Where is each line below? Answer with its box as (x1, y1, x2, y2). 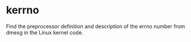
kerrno (6, 3, 40, 17)
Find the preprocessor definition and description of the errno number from (6, 23, 185, 30)
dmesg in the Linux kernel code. (6, 29, 84, 36)
